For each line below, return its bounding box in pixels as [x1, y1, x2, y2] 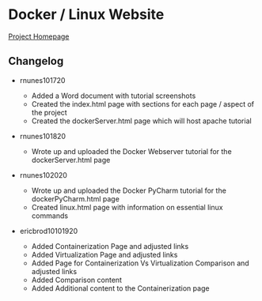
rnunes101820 [19, 131, 66, 141]
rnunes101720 [19, 75, 66, 85]
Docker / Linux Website [8, 6, 165, 24]
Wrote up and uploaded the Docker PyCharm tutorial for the [31, 186, 227, 195]
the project [31, 107, 67, 117]
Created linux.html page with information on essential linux [31, 202, 223, 212]
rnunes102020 [19, 170, 67, 179]
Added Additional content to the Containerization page [31, 283, 210, 293]
